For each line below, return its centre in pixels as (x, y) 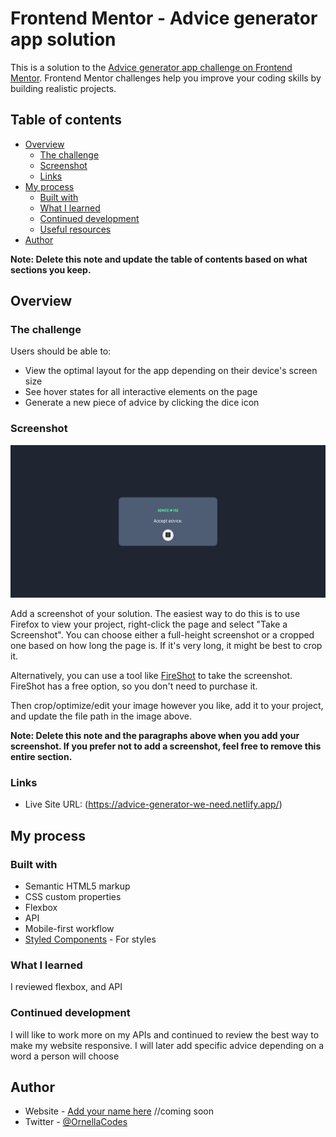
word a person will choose (65, 1056)
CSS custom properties (73, 897)
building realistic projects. (63, 88)
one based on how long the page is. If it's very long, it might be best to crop (166, 646)
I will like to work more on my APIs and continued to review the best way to (165, 1034)
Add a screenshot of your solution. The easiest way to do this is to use (155, 614)
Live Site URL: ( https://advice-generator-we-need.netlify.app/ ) (153, 804)
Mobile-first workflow (69, 929)
